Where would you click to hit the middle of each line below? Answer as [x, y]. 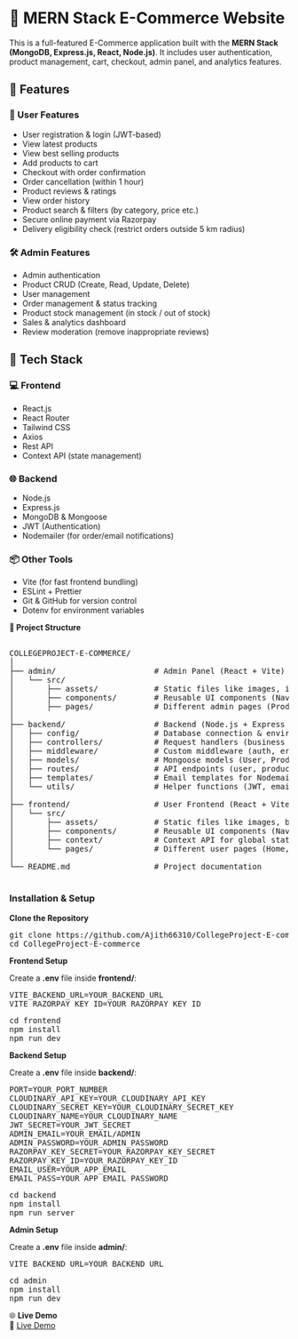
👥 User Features [44, 115]
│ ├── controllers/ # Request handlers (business [147, 742]
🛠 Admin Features [50, 253]
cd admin [28, 1280]
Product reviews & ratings [69, 191]
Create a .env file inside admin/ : [68, 1247]
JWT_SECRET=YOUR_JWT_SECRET [70, 1125]
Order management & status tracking [90, 303]
